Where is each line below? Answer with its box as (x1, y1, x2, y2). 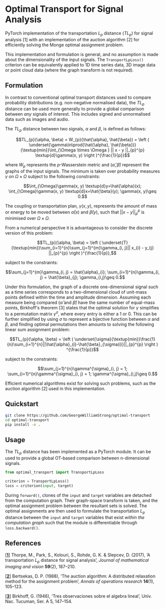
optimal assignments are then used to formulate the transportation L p (5, 508, 145, 515)
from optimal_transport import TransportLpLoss (5, 470, 105, 475)
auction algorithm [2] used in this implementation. (5, 386, 106, 392)
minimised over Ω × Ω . (5, 215, 50, 221)
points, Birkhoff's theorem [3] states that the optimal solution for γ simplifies (5, 305, 159, 311)
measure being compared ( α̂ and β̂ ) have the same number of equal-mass (5, 300, 155, 305)
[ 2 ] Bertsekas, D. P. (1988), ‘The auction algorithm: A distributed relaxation (5, 573, 156, 579)
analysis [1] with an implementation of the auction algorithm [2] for (5, 36, 139, 42)
